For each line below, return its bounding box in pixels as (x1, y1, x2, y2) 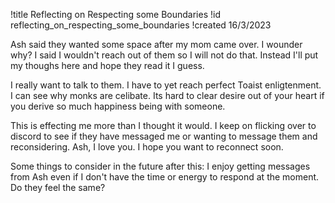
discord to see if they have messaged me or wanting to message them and (10, 130, 318, 142)
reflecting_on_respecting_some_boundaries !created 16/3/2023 (10, 19, 272, 31)
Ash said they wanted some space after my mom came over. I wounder (10, 39, 303, 50)
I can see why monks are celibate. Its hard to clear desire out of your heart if (10, 90, 325, 101)
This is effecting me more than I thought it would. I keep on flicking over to (10, 120, 317, 131)
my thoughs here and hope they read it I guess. (10, 60, 205, 71)
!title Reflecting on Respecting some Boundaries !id (10, 9, 221, 20)
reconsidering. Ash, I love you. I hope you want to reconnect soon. (10, 141, 284, 153)
